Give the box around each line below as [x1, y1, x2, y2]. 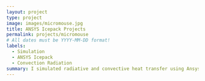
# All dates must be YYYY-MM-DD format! [6, 37, 111, 43]
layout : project [6, 9, 48, 15]
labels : [6, 43, 26, 49]
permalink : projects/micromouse [6, 32, 88, 38]
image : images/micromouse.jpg [6, 20, 84, 26]
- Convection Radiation [12, 60, 72, 66]
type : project [6, 15, 43, 21]
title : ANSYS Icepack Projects [6, 26, 86, 32]
